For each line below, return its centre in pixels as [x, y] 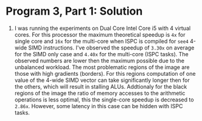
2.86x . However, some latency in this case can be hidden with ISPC [99, 106]
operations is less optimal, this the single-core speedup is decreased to [104, 100]
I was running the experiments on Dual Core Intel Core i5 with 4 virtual [103, 28]
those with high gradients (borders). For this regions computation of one [105, 73]
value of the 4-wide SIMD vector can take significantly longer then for [102, 80]
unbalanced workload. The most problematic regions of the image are [102, 67]
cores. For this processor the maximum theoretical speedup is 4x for [100, 34]
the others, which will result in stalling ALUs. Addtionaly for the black [101, 86]
